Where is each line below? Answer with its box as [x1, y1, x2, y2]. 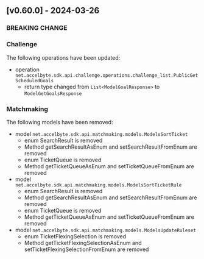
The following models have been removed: [6, 118, 113, 126]
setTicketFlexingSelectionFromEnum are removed [24, 246, 149, 253]
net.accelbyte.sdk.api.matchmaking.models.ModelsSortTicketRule [15, 182, 182, 188]
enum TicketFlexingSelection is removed [24, 232, 127, 240]
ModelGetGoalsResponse [24, 90, 82, 97]
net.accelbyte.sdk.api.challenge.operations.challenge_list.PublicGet [15, 72, 199, 79]
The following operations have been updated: [6, 54, 121, 61]
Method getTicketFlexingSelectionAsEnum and [24, 239, 142, 246]
